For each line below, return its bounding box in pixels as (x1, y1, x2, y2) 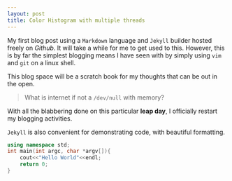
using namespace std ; (7, 141, 71, 148)
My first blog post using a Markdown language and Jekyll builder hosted (7, 36, 212, 44)
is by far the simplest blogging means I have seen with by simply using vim (7, 51, 222, 60)
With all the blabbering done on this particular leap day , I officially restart (7, 107, 218, 115)
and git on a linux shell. (7, 58, 76, 67)
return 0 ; (20, 161, 49, 168)
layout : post (7, 10, 45, 18)
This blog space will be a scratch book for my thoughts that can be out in (7, 72, 218, 81)
